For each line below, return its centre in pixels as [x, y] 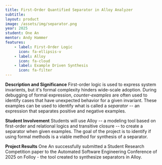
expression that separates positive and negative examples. [66, 111]
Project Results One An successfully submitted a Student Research [75, 146]
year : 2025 [16, 28]
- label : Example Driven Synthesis [51, 65]
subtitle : [15, 14]
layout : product [22, 19]
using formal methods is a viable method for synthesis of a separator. [77, 136]
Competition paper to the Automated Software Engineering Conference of [81, 151]
